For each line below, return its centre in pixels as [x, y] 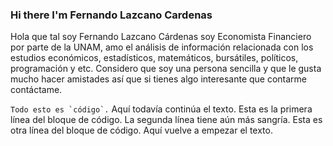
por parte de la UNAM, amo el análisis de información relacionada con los [162, 47]
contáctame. [36, 90]
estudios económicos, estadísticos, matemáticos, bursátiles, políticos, [154, 58]
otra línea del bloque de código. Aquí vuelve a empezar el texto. [141, 130]
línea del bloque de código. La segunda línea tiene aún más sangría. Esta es [166, 120]
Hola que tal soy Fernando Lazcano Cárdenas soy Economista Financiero [161, 37]
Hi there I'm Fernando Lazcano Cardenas [111, 15]
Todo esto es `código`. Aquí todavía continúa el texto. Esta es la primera [161, 109]
